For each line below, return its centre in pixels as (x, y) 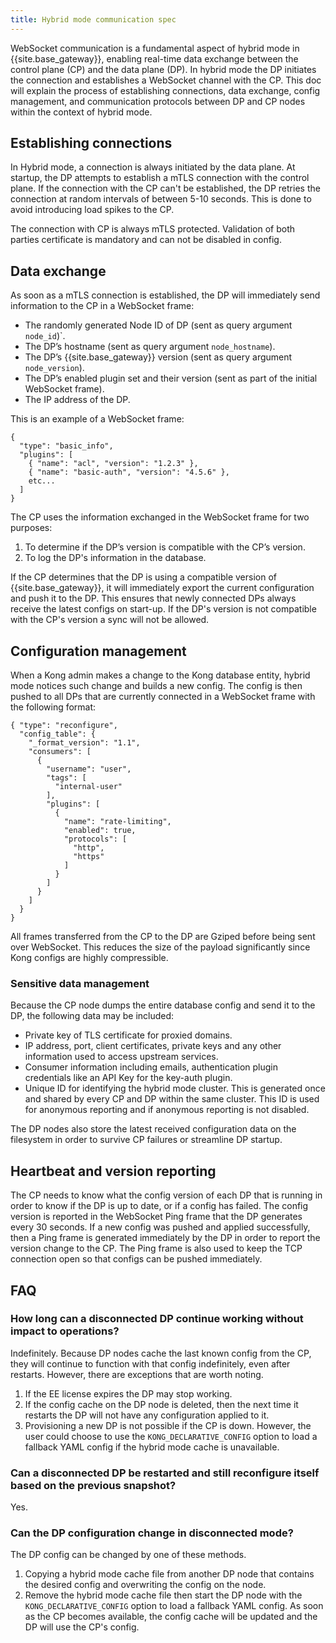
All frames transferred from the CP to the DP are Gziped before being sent (163, 937)
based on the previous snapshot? (93, 1485)
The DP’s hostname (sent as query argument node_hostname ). (150, 347)
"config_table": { (58, 734)
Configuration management (98, 651)
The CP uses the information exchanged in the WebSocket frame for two (160, 517)
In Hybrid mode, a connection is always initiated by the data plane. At (153, 167)
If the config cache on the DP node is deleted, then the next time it (161, 1404)
